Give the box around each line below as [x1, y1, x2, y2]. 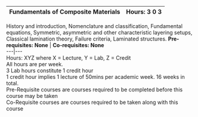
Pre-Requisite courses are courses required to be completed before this [6, 86, 183, 93]
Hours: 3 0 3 [126, 8, 162, 16]
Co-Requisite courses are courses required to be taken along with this [6, 98, 178, 106]
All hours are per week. [6, 61, 64, 67]
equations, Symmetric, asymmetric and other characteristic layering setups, [6, 29, 193, 36]
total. [6, 80, 19, 87]
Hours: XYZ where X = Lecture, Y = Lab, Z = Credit [6, 54, 131, 61]
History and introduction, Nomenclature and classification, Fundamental [6, 23, 183, 29]
